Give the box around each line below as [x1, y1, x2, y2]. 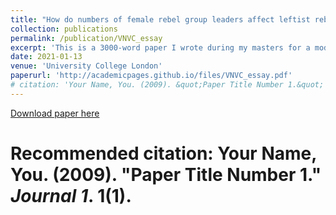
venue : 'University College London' [10, 61, 163, 71]
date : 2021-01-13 [10, 52, 83, 62]
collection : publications [10, 24, 118, 34]
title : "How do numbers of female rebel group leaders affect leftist [10, 14, 311, 25]
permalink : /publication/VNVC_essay [10, 33, 163, 43]
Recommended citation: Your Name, [10, 142, 317, 165]
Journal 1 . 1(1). [10, 184, 132, 207]
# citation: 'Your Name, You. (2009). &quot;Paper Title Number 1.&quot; [10, 80, 325, 90]
